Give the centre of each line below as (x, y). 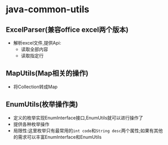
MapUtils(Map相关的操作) (47, 74)
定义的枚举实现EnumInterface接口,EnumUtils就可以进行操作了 (78, 118)
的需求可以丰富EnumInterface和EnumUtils (57, 137)
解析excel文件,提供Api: (37, 43)
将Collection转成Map (35, 87)
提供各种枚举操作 (31, 124)
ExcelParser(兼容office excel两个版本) (67, 29)
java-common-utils (48, 9)
